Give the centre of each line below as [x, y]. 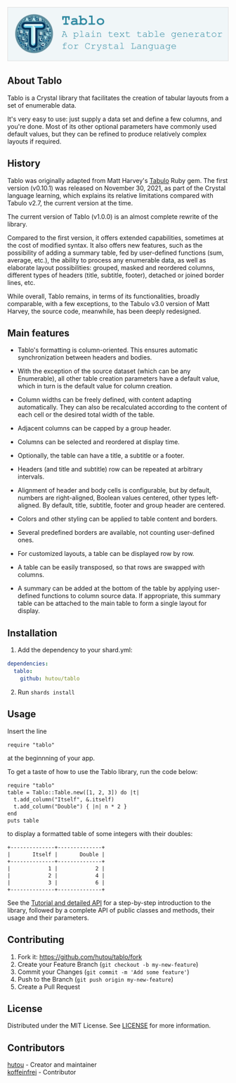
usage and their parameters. [48, 918]
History [24, 164]
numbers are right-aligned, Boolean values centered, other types [111, 498]
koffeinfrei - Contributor [42, 1072]
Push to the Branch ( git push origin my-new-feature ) [96, 979]
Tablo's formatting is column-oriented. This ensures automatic [107, 350]
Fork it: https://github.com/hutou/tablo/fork [80, 956]
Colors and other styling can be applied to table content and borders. [117, 519]
